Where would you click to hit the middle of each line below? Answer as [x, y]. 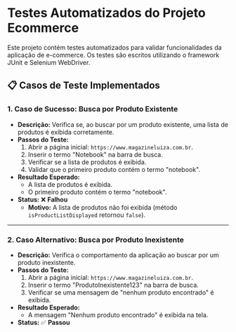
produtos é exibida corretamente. [66, 132]
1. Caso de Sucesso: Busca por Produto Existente [93, 109]
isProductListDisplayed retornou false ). [87, 215]
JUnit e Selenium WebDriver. [49, 62]
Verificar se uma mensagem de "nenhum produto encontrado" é [121, 292]
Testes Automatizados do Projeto [106, 13]
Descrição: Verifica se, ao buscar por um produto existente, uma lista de [123, 124]
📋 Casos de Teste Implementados [84, 86]
